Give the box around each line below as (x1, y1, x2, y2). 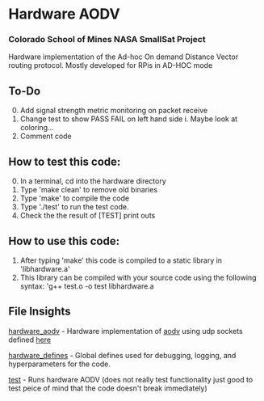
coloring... (19, 123, 54, 133)
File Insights (8, 305, 71, 319)
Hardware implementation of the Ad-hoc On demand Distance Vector (8, 52, 239, 61)
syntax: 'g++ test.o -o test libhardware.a (19, 281, 155, 291)
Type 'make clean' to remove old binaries (19, 185, 158, 195)
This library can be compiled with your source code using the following (19, 272, 257, 282)
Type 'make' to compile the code (19, 193, 130, 203)
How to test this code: (8, 154, 121, 168)
